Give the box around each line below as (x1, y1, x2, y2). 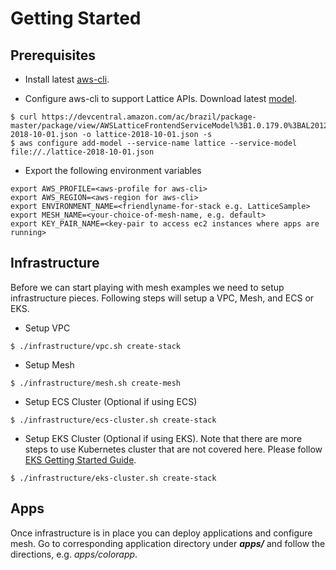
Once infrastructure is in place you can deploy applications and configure (10, 527, 313, 539)
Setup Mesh (24, 358, 75, 371)
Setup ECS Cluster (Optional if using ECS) (24, 395, 198, 407)
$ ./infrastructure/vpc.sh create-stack (10, 341, 182, 351)
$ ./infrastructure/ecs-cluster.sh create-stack (10, 415, 217, 425)
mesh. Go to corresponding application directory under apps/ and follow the (10, 537, 326, 549)
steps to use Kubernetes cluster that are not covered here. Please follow (24, 443, 323, 455)
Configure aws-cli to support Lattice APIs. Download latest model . (24, 93, 298, 104)
